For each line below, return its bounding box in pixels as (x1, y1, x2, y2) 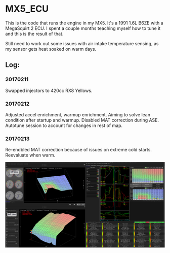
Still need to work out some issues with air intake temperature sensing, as (5, 40, 159, 46)
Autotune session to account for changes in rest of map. (5, 122, 123, 129)
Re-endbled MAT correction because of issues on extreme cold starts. (5, 147, 152, 153)
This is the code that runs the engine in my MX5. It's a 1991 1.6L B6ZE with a (5, 20, 163, 26)
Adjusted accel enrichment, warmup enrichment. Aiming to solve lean (5, 111, 151, 117)
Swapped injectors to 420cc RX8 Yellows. (5, 87, 93, 93)
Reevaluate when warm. (5, 152, 56, 158)
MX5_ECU (5, 3, 49, 15)
